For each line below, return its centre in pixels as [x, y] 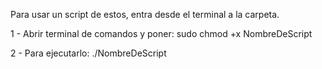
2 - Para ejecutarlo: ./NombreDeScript [88, 53]
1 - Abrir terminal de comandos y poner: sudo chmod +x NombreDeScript [161, 33]
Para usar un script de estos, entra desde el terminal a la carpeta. [145, 14]
